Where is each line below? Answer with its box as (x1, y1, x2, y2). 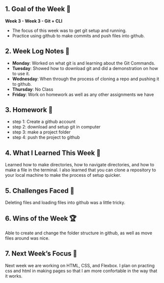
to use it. (12, 70, 30, 76)
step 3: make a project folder (12, 129, 71, 135)
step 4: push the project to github (12, 134, 80, 140)
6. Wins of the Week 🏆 (5, 215, 77, 223)
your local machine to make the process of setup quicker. (5, 172, 121, 178)
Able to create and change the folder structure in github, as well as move (5, 230, 152, 236)
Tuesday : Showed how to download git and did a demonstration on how (12, 65, 158, 71)
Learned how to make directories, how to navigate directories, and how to (5, 162, 155, 168)
